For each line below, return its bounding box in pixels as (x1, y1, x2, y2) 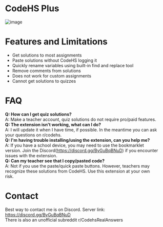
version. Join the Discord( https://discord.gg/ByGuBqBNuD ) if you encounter (5, 147, 159, 153)
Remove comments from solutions (12, 68, 81, 74)
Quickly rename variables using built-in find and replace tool (12, 62, 134, 68)
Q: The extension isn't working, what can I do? (5, 121, 101, 127)
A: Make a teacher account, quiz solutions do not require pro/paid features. (5, 116, 156, 122)
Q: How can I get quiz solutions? (5, 111, 72, 117)
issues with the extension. (5, 152, 58, 158)
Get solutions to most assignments (12, 52, 82, 58)
